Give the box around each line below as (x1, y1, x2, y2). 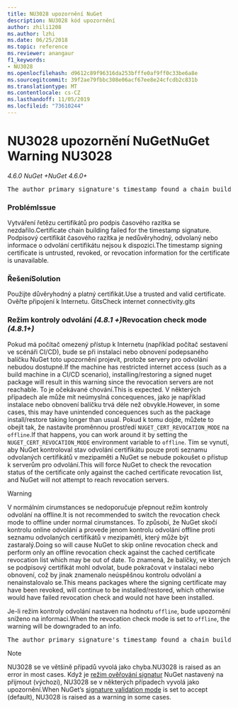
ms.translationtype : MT (7, 83, 78, 90)
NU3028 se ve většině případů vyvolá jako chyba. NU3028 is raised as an (7, 663, 221, 671)
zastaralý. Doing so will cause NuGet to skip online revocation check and (7, 540, 218, 549)
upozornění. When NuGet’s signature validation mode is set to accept (7, 685, 208, 694)
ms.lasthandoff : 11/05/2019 (7, 96, 91, 103)
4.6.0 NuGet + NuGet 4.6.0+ (7, 171, 88, 180)
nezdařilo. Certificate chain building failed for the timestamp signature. (7, 226, 211, 234)
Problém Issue (7, 202, 57, 212)
